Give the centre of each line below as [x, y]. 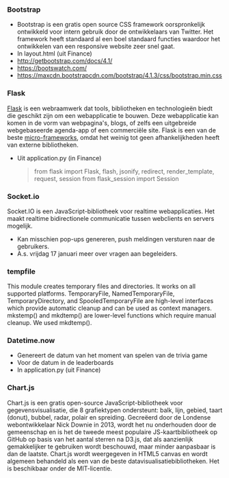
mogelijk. [20, 226]
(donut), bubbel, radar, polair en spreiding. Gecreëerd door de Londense [109, 417]
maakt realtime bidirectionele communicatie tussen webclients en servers [111, 218]
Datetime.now [31, 341]
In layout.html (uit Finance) [54, 53]
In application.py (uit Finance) [59, 370]
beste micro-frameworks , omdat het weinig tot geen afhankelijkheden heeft [113, 137]
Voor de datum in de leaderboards [65, 363]
